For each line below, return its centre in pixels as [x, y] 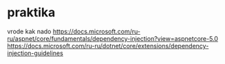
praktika [31, 13]
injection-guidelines [35, 53]
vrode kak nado [29, 31]
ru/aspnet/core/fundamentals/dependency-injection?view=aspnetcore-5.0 [113, 38]
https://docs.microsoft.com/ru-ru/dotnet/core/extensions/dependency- [108, 46]
